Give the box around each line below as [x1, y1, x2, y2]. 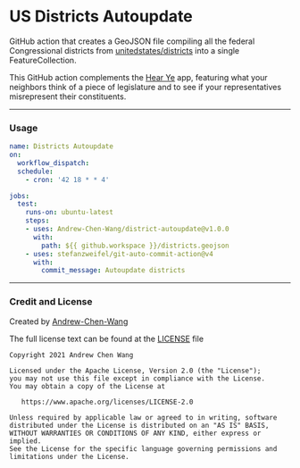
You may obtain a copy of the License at [9, 381, 166, 390]
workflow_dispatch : [17, 158, 90, 167]
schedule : [17, 167, 54, 176]
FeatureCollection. [9, 54, 78, 65]
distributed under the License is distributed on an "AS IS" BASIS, [9, 421, 270, 430]
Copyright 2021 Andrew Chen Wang [9, 350, 134, 359]
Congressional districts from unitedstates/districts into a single [9, 45, 240, 55]
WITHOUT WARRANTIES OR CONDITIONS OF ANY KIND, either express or [9, 429, 262, 438]
